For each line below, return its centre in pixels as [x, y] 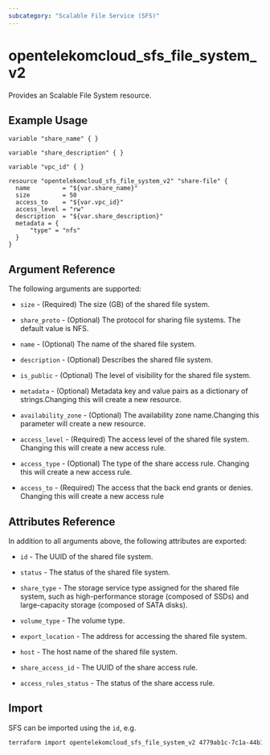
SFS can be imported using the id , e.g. [72, 728]
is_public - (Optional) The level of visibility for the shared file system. [135, 375]
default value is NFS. [54, 329]
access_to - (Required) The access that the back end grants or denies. [136, 487]
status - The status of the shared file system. [95, 572]
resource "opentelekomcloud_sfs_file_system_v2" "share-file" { [118, 181]
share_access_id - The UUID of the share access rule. [109, 667]
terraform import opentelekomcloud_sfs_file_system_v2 [102, 742]
